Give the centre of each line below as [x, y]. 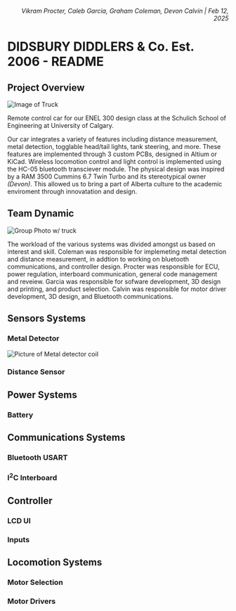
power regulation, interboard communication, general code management [112, 274]
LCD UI [19, 520]
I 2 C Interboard [32, 477]
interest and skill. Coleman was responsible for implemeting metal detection [117, 251]
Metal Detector [33, 339]
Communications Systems [66, 438]
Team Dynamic [41, 213]
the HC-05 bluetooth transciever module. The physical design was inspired [116, 169]
